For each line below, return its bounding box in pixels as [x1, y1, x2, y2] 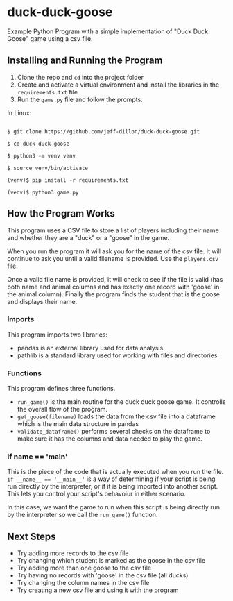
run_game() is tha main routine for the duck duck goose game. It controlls [17, 398, 226, 406]
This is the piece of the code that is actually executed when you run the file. [7, 468, 224, 476]
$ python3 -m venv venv [7, 152, 76, 160]
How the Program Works [7, 208, 116, 219]
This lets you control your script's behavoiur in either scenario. [7, 490, 186, 498]
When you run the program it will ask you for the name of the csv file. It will [7, 247, 222, 255]
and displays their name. [7, 297, 78, 305]
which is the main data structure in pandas [17, 420, 139, 428]
